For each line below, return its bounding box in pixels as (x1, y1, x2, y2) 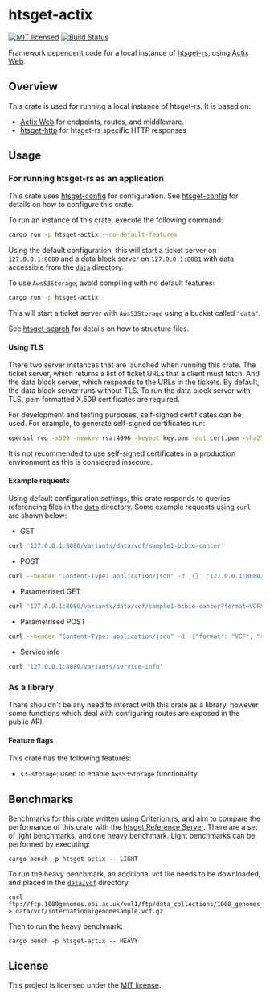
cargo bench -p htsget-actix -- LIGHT (8, 855, 138, 863)
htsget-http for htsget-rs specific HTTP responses (19, 125, 187, 135)
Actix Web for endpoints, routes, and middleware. (19, 117, 185, 126)
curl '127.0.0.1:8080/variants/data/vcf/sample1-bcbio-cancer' (8, 542, 225, 550)
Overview (8, 80, 59, 93)
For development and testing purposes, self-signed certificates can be (8, 410, 243, 420)
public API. (8, 717, 44, 727)
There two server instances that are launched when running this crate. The (8, 360, 256, 370)
